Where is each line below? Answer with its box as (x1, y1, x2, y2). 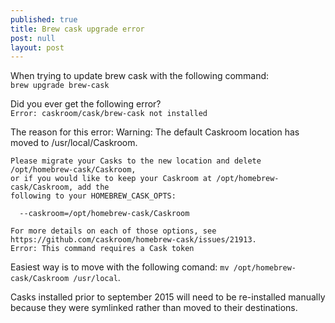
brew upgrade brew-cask (10, 81, 110, 91)
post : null (10, 33, 56, 43)
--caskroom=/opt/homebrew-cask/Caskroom (19, 209, 190, 219)
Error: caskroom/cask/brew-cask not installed (10, 109, 208, 119)
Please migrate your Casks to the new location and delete (10, 156, 262, 166)
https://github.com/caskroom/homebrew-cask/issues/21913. (10, 235, 257, 245)
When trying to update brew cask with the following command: (10, 70, 270, 82)
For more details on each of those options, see (10, 226, 217, 236)
